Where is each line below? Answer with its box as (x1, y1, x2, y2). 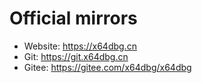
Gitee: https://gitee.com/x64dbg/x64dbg (23, 61, 192, 73)
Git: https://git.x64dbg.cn (23, 50, 129, 62)
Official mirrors (9, 7, 138, 30)
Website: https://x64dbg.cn (23, 40, 137, 52)
